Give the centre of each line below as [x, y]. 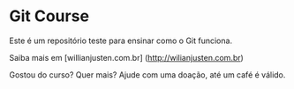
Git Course [49, 16]
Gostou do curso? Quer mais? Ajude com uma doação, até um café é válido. [147, 74]
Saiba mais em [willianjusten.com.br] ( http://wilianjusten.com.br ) [127, 57]
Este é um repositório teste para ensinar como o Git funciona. [121, 41]
